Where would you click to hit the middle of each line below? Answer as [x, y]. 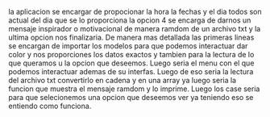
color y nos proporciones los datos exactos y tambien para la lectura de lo [131, 54]
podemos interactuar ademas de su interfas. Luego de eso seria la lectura [131, 71]
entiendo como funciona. [50, 106]
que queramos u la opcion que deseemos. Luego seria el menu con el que [131, 63]
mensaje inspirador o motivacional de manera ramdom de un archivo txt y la [135, 29]
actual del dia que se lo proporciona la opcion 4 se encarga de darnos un [130, 20]
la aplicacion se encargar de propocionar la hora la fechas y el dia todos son [135, 12]
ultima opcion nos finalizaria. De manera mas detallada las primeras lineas [131, 37]
